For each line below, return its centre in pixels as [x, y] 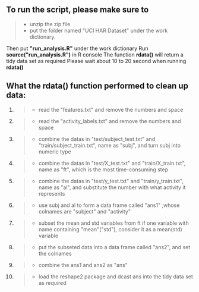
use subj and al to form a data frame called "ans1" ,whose [109, 205]
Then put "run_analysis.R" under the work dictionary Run [77, 48]
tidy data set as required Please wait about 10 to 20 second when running [96, 61]
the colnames [55, 253]
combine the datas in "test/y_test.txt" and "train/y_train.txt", [111, 181]
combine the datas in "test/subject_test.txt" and [97, 139]
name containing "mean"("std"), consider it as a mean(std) [110, 229]
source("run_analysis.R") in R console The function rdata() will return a [95, 54]
